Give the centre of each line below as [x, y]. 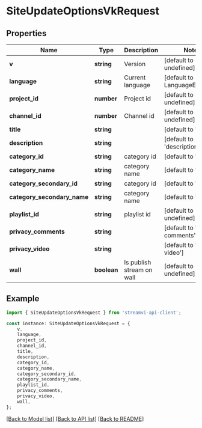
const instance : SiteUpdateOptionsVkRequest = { [68, 323]
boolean [106, 270]
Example [23, 299]
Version [135, 64]
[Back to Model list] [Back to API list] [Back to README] [75, 418]
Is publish [138, 262]
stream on [138, 270]
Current [135, 78]
